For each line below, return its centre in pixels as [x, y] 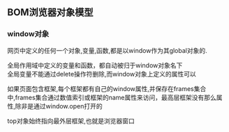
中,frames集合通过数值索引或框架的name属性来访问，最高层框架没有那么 [112, 97]
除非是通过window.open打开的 [59, 106]
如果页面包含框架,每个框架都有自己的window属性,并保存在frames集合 [107, 88]
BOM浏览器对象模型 [50, 13]
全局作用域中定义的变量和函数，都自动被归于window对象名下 [95, 65]
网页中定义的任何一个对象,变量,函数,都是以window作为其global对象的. [107, 50]
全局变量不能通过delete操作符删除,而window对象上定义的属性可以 [102, 74]
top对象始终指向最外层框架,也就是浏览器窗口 [71, 121]
